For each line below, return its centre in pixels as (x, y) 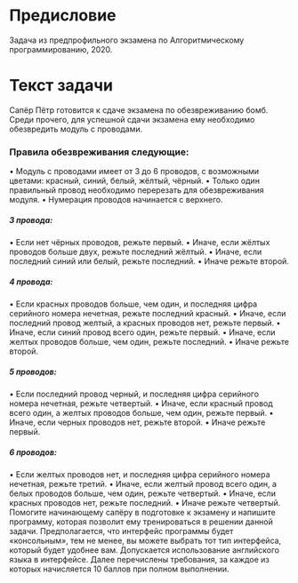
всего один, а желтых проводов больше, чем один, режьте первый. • (141, 413)
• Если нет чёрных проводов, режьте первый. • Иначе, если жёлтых (140, 243)
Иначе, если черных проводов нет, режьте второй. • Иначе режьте (137, 422)
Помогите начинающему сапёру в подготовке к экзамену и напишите (142, 513)
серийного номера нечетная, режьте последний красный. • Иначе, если (148, 314)
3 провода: (31, 220)
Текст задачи (61, 86)
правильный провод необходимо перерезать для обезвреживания (137, 190)
